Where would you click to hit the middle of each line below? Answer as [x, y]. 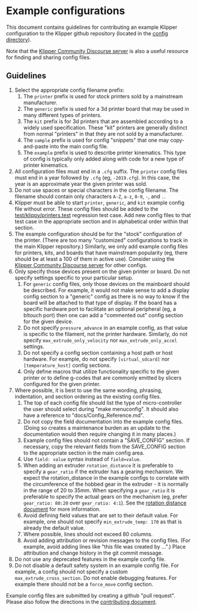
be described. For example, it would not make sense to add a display [106, 290]
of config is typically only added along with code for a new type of [103, 159]
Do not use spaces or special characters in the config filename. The [96, 190]
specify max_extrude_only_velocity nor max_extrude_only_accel [100, 340]
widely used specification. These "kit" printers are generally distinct [105, 127]
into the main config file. [79, 146]
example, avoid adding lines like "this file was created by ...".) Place [104, 546]
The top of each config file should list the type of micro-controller [103, 403]
